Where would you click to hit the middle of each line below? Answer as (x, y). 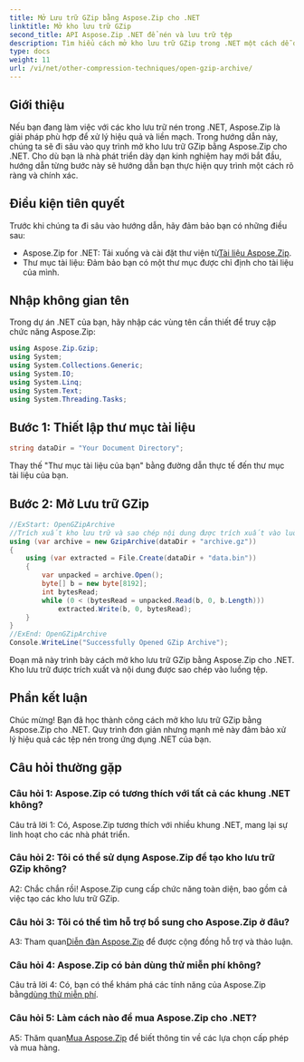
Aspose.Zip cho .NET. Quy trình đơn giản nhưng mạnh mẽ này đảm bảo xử (148, 729)
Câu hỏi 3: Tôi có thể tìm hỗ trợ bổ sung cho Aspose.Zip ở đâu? (149, 921)
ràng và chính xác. (44, 175)
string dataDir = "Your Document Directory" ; (96, 448)
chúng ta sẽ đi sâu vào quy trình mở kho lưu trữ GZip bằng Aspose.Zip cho (148, 146)
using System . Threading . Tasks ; (68, 399)
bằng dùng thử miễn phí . (54, 995)
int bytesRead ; (71, 592)
